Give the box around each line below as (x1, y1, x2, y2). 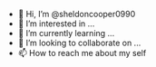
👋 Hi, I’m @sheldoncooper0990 (17, 9, 136, 19)
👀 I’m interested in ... (17, 18, 95, 29)
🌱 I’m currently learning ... (17, 28, 115, 38)
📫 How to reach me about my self (17, 48, 147, 58)
